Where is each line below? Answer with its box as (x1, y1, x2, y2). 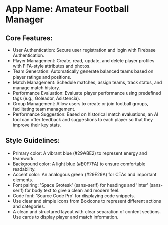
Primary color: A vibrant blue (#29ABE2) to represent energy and (12, 149, 147, 156)
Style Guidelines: (5, 136, 60, 145)
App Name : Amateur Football (5, 3, 129, 15)
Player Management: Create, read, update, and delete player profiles (12, 58, 155, 63)
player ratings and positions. (12, 74, 72, 80)
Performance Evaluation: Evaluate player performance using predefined (12, 90, 161, 96)
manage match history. (12, 85, 60, 91)
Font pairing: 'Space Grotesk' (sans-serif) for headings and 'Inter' (12, 182, 148, 188)
